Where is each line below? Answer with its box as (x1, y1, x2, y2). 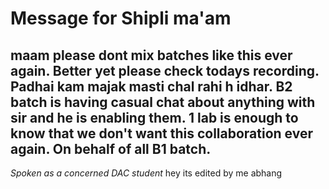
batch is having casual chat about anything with (10, 93, 316, 111)
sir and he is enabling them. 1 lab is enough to (10, 109, 299, 126)
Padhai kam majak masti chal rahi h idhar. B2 (10, 78, 293, 95)
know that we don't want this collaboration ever (10, 125, 313, 142)
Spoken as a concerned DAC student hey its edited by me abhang (10, 167, 283, 179)
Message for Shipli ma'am (10, 7, 232, 30)
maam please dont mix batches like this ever (10, 47, 293, 64)
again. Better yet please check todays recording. (10, 62, 320, 79)
